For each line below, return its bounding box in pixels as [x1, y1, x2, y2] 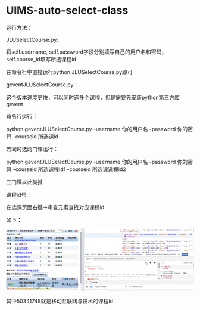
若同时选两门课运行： [6, 145, 58, 153]
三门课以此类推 [6, 178, 43, 185]
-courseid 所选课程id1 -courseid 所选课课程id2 [12, 165, 126, 173]
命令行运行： [6, 113, 37, 120]
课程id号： [6, 191, 32, 198]
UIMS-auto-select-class [6, 4, 129, 17]
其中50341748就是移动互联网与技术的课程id [6, 297, 114, 305]
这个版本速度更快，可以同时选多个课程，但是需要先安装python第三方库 [6, 94, 180, 101]
